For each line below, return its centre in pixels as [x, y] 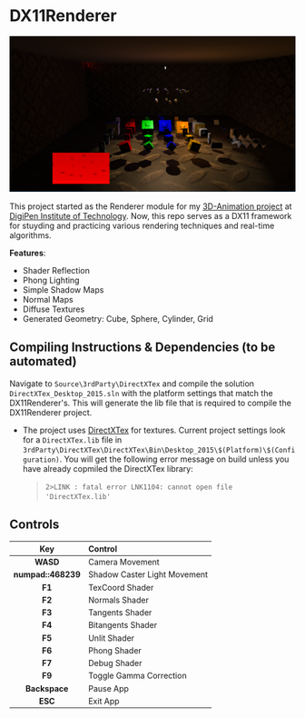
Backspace [47, 688]
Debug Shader [115, 663]
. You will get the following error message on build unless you [174, 459]
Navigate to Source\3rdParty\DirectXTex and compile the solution [132, 384]
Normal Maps [48, 299]
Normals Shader [118, 600]
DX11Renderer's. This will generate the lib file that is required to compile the [151, 403]
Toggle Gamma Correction [138, 676]
